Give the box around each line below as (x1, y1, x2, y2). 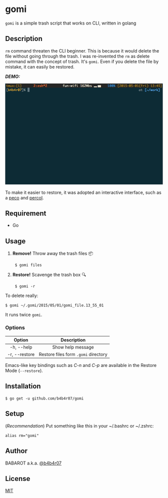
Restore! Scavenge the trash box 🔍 (12, 271, 86, 278)
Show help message (52, 344, 94, 350)
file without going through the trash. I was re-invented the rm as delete (5, 53, 150, 59)
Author (5, 446, 27, 455)
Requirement (5, 209, 46, 218)
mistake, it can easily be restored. (5, 63, 75, 69)
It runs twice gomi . (5, 311, 42, 318)
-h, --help (9, 344, 32, 350)
